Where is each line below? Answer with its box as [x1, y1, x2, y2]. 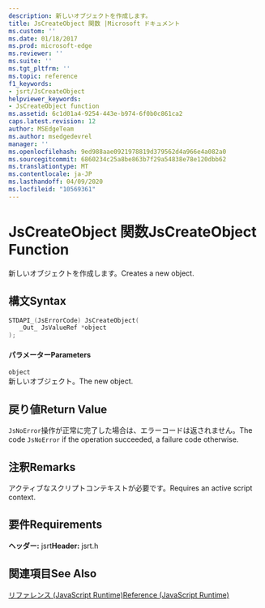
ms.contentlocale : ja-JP [8, 170, 92, 178]
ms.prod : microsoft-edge [8, 42, 92, 50]
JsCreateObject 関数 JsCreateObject [8, 222, 257, 241]
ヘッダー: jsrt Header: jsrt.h [8, 541, 99, 550]
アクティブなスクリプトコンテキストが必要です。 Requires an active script [8, 483, 253, 493]
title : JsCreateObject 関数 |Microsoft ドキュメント [8, 19, 181, 28]
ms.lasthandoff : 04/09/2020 [8, 178, 104, 186]
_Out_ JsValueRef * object [19, 323, 107, 332]
